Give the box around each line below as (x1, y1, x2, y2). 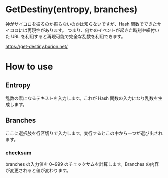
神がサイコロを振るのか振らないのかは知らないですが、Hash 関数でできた (5, 21, 157, 27)
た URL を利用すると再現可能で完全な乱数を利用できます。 (5, 33, 126, 39)
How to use (5, 61, 53, 72)
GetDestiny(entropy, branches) (5, 4, 138, 15)
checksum (5, 149, 32, 156)
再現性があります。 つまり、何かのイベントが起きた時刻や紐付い (27, 27, 159, 33)
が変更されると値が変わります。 (5, 167, 71, 174)
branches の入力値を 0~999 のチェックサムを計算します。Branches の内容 (5, 161, 159, 167)
